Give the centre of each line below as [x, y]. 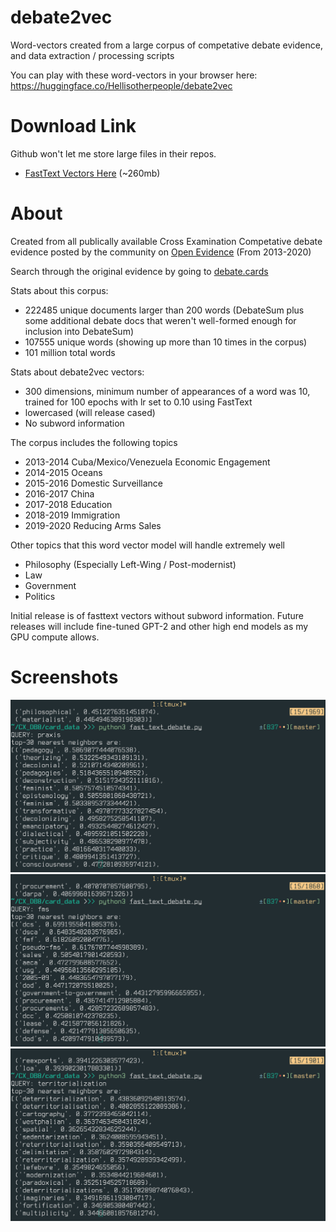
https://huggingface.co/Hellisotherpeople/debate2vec [121, 85]
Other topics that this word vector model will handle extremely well [147, 545]
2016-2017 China [59, 493]
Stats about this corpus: [59, 290]
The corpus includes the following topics [94, 442]
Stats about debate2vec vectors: [77, 372]
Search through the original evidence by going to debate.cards [139, 271]
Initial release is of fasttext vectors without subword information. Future [157, 615]
